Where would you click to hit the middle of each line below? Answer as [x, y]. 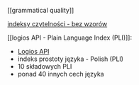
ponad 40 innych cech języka [61, 74]
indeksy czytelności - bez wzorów [57, 24]
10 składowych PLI [45, 66]
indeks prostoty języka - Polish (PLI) [71, 59]
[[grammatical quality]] [41, 10]
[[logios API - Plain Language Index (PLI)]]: [70, 38]
